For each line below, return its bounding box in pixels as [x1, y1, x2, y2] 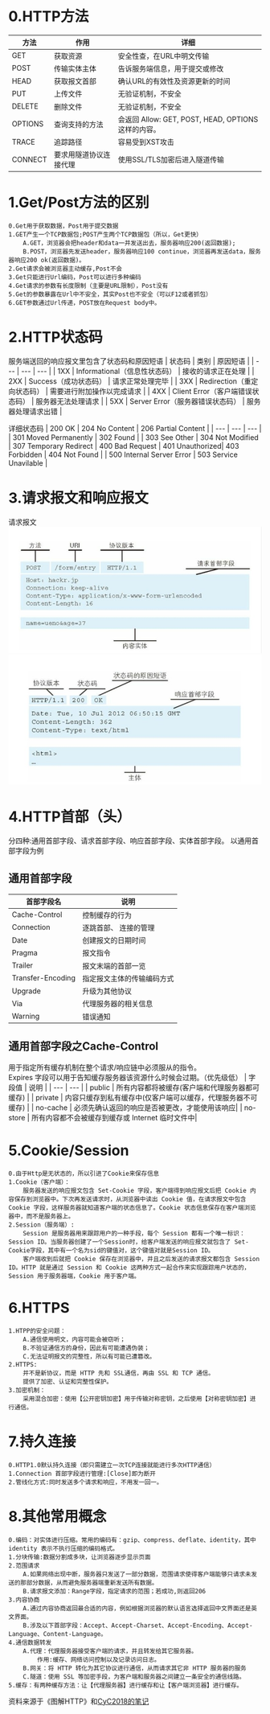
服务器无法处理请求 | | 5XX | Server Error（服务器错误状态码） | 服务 [35, 396, 261, 406]
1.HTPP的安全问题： [8, 1326, 67, 1335]
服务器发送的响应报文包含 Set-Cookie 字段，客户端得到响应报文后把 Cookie [22, 1186, 247, 1194]
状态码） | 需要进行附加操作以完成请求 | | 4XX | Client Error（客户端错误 [14, 386, 252, 396]
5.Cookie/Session [8, 1141, 129, 1160]
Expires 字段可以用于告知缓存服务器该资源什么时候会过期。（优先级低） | [8, 1072, 247, 1082]
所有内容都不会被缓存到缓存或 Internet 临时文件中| [31, 1112, 198, 1122]
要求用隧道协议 [53, 150, 104, 159]
